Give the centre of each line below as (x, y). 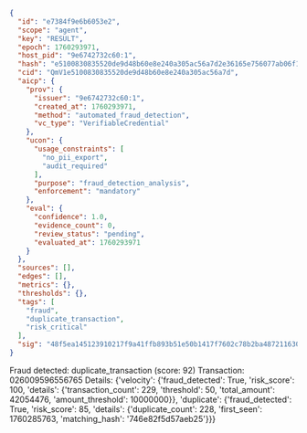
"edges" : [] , (42, 277)
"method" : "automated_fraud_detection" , (111, 115)
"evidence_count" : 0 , (75, 225)
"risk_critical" (57, 327)
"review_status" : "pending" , (89, 234)
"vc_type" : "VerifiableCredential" (101, 123)
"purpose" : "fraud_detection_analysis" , (111, 183)
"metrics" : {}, (47, 285)
